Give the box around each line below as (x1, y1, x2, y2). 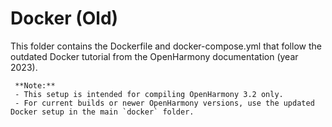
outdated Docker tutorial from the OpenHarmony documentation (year (10, 50, 299, 62)
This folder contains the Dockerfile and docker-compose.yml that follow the (10, 40, 322, 52)
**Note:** (14, 80, 56, 91)
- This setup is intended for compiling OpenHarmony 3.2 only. (14, 89, 284, 99)
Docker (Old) (10, 7, 119, 30)
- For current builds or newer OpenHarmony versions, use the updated (14, 98, 315, 108)
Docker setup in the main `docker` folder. (10, 107, 195, 117)
